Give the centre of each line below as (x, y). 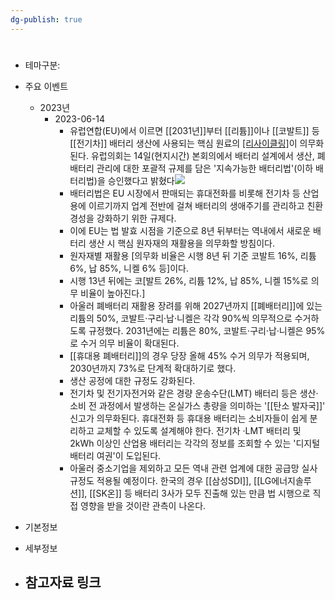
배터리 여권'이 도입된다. (115, 455)
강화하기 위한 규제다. (136, 218)
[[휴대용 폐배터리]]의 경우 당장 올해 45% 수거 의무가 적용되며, (189, 355)
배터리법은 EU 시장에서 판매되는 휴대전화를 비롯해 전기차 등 (185, 193)
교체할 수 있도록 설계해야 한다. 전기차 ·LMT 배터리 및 (199, 430)
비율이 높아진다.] (113, 293)
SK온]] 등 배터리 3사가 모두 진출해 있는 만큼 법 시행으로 (203, 493)
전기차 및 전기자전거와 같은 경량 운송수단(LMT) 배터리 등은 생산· (194, 393)
